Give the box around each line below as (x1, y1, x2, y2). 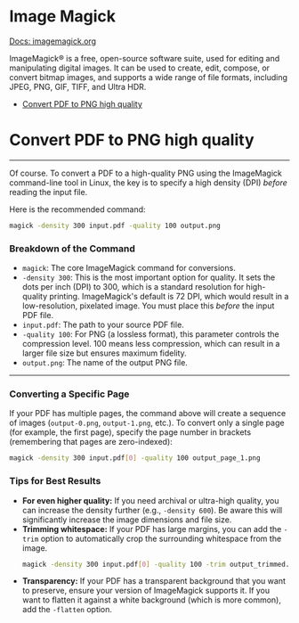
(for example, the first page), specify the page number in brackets (9, 427, 252, 438)
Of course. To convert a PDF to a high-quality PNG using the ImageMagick (9, 168, 283, 178)
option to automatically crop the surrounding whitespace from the (40, 533, 282, 544)
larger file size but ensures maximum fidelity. (21, 348, 187, 358)
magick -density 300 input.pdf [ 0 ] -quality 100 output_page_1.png (9, 454, 261, 463)
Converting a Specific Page (9, 388, 130, 400)
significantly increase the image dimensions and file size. (21, 514, 232, 525)
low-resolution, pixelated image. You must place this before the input (21, 300, 275, 311)
